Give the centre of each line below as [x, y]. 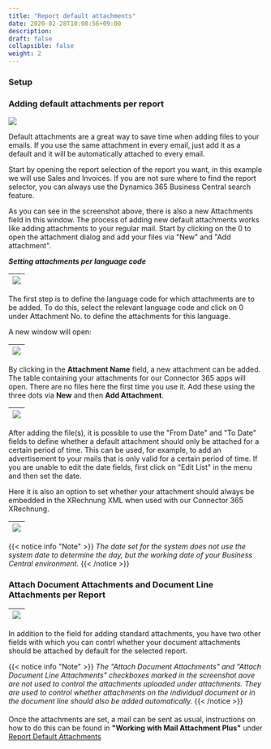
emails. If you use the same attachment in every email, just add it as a [125, 145]
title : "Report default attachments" [72, 16]
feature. [22, 196]
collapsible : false [41, 46]
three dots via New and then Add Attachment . [86, 395]
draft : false [30, 39]
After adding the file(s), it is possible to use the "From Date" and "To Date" [133, 433]
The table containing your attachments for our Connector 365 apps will [127, 378]
